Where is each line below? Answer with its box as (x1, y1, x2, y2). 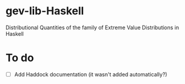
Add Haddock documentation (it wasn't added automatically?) (14, 70, 168, 78)
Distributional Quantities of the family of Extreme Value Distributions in (5, 24, 180, 31)
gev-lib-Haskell (5, 4, 84, 18)
